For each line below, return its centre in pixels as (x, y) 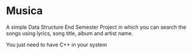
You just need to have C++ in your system (56, 45)
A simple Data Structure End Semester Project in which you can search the (96, 27)
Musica (24, 11)
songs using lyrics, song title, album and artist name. (70, 33)
